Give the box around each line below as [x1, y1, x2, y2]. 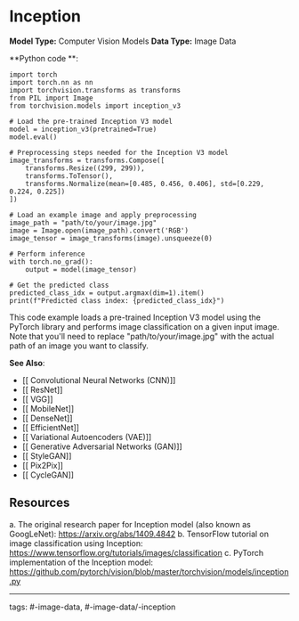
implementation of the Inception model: [9, 557, 154, 568]
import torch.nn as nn [9, 78, 93, 86]
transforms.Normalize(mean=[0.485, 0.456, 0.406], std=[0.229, [25, 179, 265, 188]
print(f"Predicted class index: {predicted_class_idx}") [9, 296, 225, 305]
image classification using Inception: [9, 537, 144, 549]
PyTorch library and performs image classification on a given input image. [9, 321, 280, 331]
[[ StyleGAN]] [21, 450, 72, 461]
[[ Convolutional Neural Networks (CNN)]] [21, 374, 176, 385]
